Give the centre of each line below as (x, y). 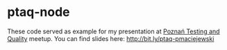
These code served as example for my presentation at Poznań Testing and (113, 31)
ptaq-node (39, 12)
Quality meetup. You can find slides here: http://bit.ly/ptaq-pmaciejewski (111, 38)
